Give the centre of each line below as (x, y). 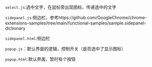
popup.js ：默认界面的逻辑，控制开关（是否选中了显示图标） (65, 49)
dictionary (15, 28)
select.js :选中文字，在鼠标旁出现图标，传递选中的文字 (61, 7)
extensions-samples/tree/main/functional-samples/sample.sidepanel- (76, 23)
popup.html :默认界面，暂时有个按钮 (40, 59)
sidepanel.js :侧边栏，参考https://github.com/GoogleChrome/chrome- (76, 18)
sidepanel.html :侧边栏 (28, 38)
